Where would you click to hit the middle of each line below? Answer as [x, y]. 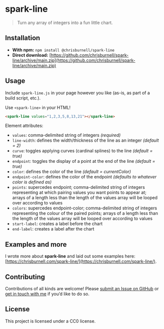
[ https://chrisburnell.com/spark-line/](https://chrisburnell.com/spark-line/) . [81, 261]
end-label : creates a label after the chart [53, 229]
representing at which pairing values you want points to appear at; [79, 193]
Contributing [25, 277]
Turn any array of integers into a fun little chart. [65, 23]
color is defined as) [32, 182]
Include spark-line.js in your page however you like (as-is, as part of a [78, 93]
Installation [23, 38]
